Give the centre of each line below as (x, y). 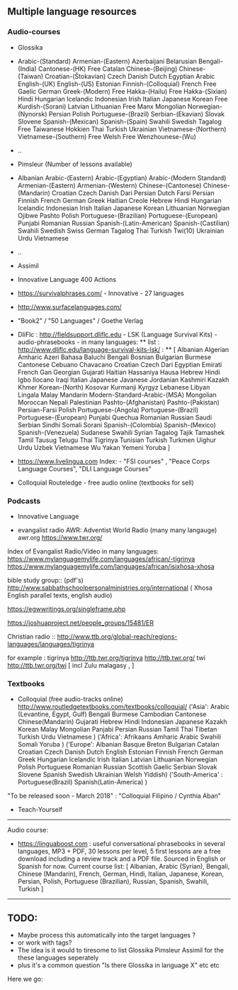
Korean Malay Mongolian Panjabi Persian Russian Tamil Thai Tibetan (117, 730)
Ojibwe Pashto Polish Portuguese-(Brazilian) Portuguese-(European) (118, 215)
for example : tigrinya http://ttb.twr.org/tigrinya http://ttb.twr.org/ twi (106, 658)
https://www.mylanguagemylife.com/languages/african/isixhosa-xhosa (111, 566)
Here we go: (25, 979)
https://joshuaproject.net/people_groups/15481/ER (81, 622)
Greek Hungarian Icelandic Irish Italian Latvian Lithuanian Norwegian (118, 759)
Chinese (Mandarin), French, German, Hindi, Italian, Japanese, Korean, (121, 874)
